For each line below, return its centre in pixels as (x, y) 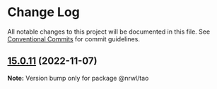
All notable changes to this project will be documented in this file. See (109, 32)
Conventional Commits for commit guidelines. (74, 39)
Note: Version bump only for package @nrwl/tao (78, 78)
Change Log (43, 12)
